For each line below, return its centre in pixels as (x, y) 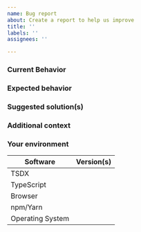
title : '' (21, 26)
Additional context (39, 125)
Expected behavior (40, 88)
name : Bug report (32, 14)
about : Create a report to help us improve (71, 20)
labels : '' (23, 33)
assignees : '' (28, 39)
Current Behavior (37, 70)
